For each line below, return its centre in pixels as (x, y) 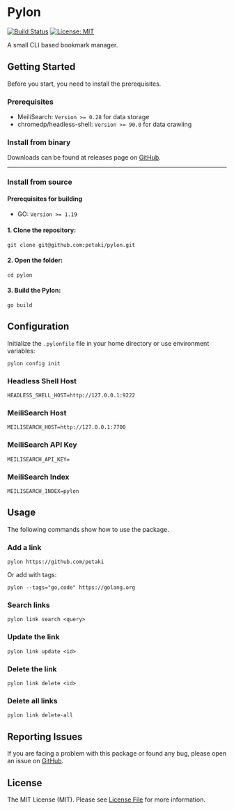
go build (20, 305)
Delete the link (32, 668)
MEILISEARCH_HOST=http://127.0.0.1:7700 (67, 427)
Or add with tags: (32, 575)
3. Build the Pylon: (34, 291)
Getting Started (41, 67)
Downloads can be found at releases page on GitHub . (84, 158)
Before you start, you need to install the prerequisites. (84, 84)
